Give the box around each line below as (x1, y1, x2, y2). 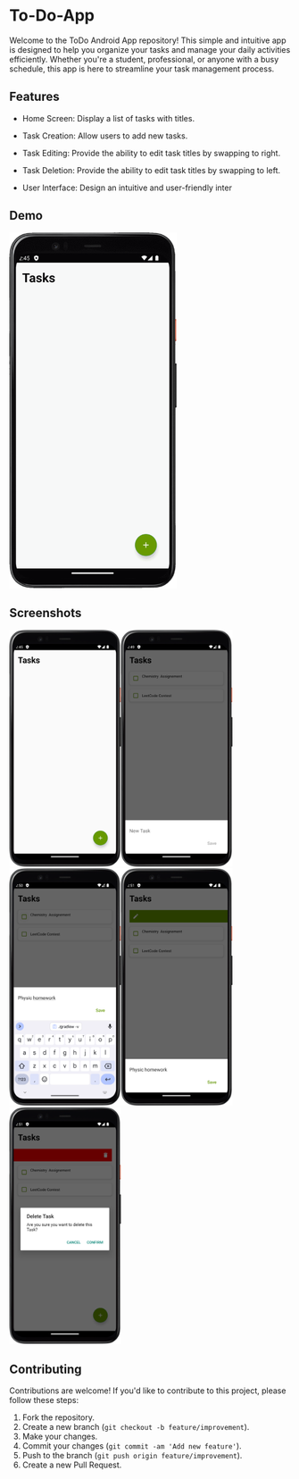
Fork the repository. (21, 1412, 96, 1423)
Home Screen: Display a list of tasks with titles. (21, 113, 195, 123)
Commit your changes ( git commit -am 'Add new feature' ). (21, 1440, 243, 1451)
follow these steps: (9, 1394, 79, 1405)
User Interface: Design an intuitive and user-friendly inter (21, 182, 232, 193)
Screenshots (9, 606, 82, 621)
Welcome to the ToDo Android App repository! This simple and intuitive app (9, 35, 287, 46)
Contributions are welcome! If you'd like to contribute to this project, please (9, 1385, 287, 1396)
